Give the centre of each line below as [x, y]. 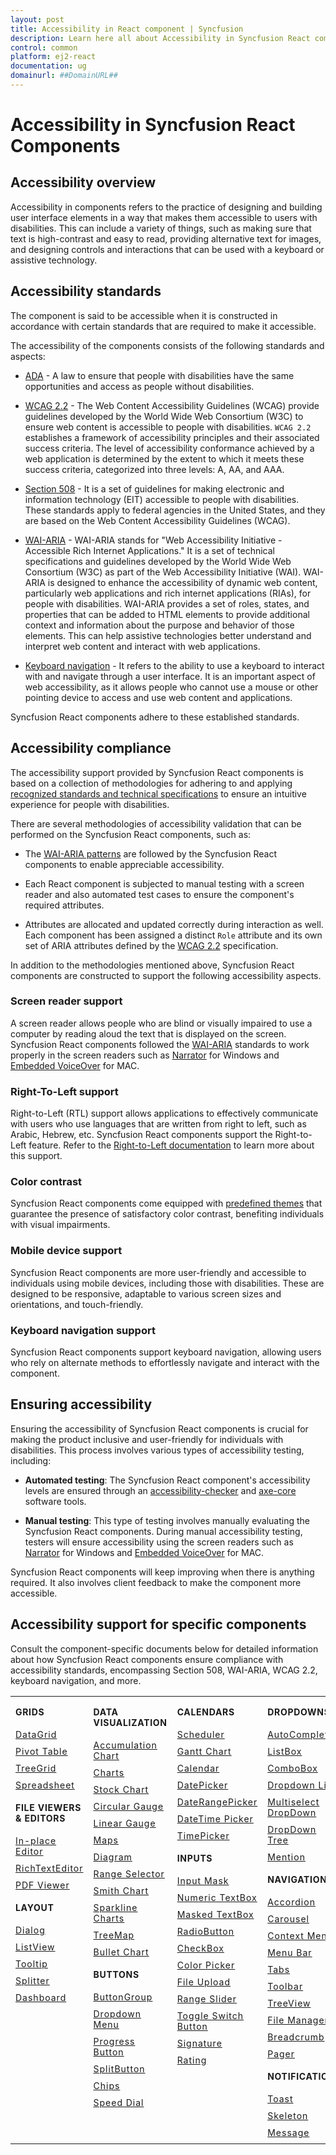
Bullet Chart [121, 1952]
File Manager [298, 2020]
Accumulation [125, 1745]
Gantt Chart [204, 1751]
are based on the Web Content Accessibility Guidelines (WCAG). [157, 520]
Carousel [288, 1918]
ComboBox [292, 1768]
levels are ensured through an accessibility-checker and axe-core [160, 1490]
